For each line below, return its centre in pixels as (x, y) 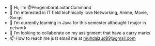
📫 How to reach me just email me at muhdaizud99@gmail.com (72, 38)
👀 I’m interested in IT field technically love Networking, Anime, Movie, (79, 12)
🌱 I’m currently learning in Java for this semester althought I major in (78, 23)
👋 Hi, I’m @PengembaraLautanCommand (50, 7)
